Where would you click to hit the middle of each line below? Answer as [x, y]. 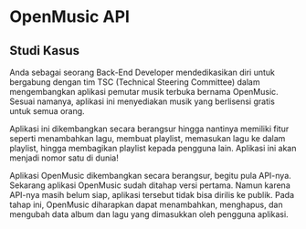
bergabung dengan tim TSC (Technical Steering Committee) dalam [135, 82]
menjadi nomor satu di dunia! [64, 158]
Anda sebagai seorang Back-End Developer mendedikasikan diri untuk [142, 72]
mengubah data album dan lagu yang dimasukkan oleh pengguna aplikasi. [149, 214]
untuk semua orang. [47, 111]
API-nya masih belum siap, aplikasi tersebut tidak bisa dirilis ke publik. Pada [152, 195]
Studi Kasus [45, 51]
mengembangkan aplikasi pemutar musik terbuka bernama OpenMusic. [144, 92]
